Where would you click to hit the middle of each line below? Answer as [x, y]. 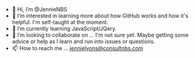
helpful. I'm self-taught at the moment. [60, 22]
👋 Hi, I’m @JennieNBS [40, 9]
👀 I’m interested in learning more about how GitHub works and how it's [100, 16]
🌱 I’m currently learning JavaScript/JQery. [64, 28]
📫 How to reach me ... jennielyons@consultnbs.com [78, 48]
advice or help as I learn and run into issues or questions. [84, 41]
